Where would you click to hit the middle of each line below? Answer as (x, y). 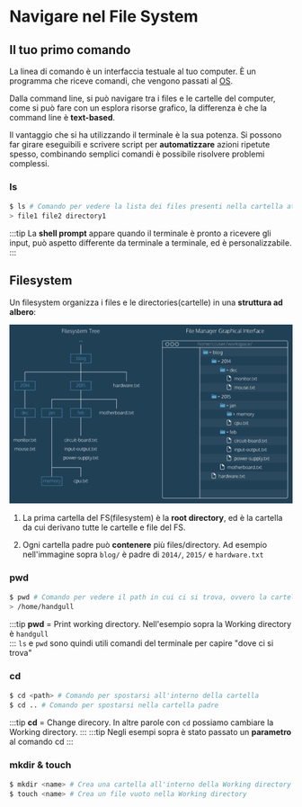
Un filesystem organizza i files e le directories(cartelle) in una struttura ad (146, 302)
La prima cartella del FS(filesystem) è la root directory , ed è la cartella (152, 517)
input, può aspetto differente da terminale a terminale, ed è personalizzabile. (151, 243)
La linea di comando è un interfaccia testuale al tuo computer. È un (133, 71)
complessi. (29, 163)
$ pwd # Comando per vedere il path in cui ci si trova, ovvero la (138, 597)
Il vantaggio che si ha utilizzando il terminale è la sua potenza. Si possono (146, 135)
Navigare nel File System (104, 17)
